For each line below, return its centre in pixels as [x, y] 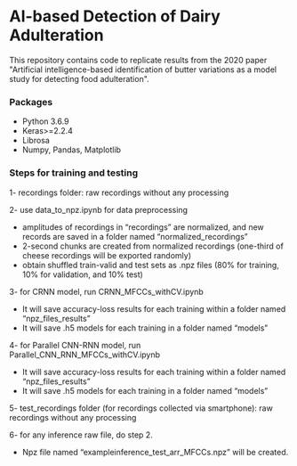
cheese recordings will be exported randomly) [107, 255]
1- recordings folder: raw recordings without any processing [119, 192]
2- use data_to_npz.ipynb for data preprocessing [99, 209]
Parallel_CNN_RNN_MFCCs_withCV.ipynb [85, 355]
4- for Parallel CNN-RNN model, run [75, 345]
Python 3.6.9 [45, 121]
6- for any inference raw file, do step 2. [81, 435]
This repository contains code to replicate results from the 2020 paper [138, 60]
